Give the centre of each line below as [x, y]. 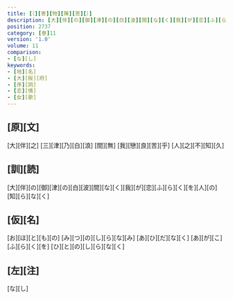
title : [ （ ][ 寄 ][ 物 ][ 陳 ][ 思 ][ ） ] [50, 14]
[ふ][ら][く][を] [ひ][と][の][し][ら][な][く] [66, 246]
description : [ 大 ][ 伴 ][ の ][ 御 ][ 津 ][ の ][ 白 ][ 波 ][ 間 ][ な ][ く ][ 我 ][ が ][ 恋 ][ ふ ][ [114, 20]
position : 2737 [29, 26]
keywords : [21, 65]
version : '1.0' [29, 40]
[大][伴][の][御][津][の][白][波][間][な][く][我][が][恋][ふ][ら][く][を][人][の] [112, 187]
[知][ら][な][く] [28, 196]
